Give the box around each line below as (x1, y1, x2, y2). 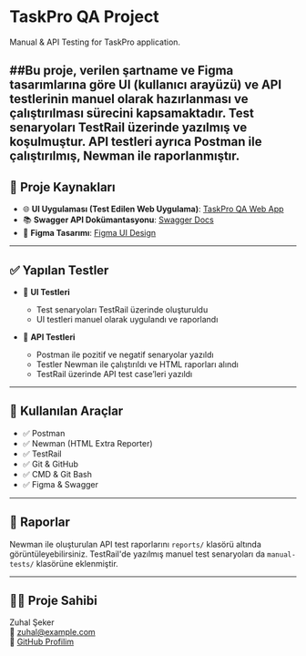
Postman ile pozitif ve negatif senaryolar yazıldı (36, 349, 214, 360)
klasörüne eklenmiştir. (36, 558, 118, 569)
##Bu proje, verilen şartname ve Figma (9, 63, 234, 78)
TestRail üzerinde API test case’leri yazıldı (36, 368, 193, 379)
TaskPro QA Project (9, 6, 159, 27)
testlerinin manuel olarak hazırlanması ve (9, 91, 249, 107)
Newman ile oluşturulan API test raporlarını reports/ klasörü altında (9, 538, 262, 549)
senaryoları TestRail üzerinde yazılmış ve (9, 120, 248, 136)
